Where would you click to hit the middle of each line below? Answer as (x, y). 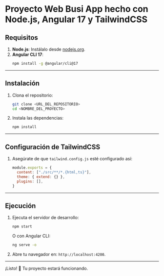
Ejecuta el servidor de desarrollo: (45, 218)
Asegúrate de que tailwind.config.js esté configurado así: (72, 159)
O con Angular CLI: (31, 236)
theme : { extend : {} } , (41, 177)
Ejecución (20, 206)
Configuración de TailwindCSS (53, 147)
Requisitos (21, 38)
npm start (22, 226)
